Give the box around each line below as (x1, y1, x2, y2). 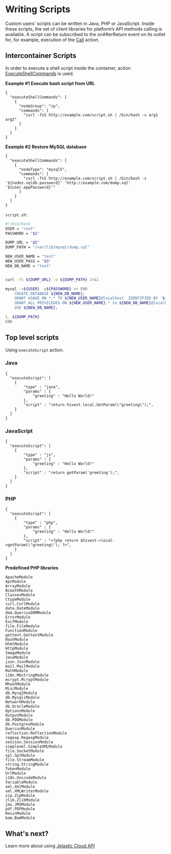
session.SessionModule (5, 740, 53, 745)
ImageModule (5, 651, 31, 656)
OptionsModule (5, 708, 36, 714)
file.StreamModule (5, 758, 44, 763)
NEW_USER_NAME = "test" (5, 254, 56, 259)
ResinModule (5, 811, 31, 816)
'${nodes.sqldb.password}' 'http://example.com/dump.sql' (5, 180, 131, 185)
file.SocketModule (5, 749, 44, 754)
